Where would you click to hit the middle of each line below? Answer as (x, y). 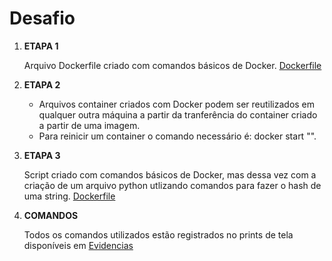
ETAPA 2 (42, 84)
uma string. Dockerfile (69, 196)
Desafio (42, 18)
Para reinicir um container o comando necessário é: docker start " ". (177, 136)
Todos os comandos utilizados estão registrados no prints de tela (158, 234)
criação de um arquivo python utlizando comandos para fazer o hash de (172, 185)
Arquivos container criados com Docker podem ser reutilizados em (177, 104)
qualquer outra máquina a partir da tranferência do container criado (178, 114)
